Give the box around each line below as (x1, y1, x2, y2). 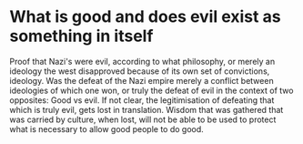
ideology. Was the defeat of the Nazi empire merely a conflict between (9, 75, 275, 86)
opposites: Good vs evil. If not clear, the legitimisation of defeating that (9, 94, 275, 106)
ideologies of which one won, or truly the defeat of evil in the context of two (9, 85, 294, 96)
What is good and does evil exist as (9, 6, 281, 27)
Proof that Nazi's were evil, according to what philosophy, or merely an (9, 56, 276, 67)
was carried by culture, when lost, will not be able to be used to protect (9, 114, 277, 125)
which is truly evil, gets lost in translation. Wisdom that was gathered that (9, 104, 284, 115)
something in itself (9, 26, 154, 46)
